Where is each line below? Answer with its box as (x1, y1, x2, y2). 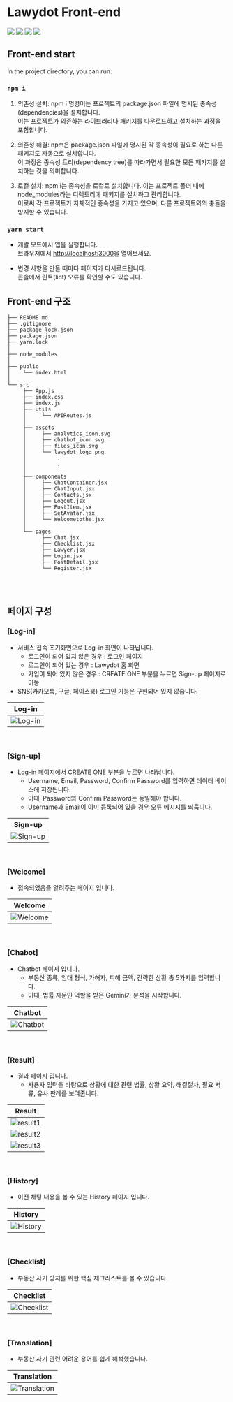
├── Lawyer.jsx (41, 546, 86, 554)
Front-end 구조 (7, 295, 71, 307)
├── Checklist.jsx (41, 541, 96, 548)
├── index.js (22, 400, 61, 407)
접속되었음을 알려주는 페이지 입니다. (17, 884, 115, 892)
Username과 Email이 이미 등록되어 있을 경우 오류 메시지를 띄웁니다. (27, 803, 213, 811)
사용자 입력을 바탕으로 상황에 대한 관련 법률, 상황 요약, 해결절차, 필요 (27, 1081, 214, 1089)
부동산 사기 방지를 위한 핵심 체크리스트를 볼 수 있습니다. (17, 1273, 169, 1282)
